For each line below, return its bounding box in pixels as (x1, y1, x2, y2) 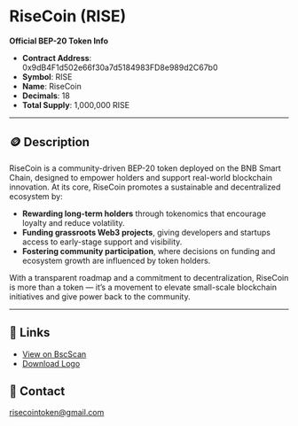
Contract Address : (21, 52, 92, 63)
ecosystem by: (9, 190, 64, 201)
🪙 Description (9, 135, 90, 150)
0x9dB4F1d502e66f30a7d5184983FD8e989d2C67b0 (21, 62, 219, 73)
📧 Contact (9, 383, 66, 399)
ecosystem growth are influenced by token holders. (21, 255, 211, 266)
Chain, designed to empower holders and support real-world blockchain (9, 172, 273, 182)
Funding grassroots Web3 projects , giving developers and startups (21, 227, 271, 237)
